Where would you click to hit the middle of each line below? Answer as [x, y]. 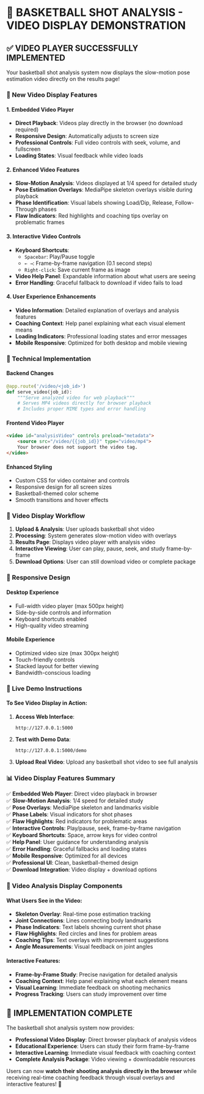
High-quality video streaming [52, 625]
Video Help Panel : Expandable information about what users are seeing [105, 276]
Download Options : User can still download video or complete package [105, 562]
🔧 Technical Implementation [49, 359]
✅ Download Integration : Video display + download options [82, 870]
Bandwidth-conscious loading [53, 672]
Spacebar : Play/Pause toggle [60, 256]
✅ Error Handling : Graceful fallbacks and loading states [77, 849]
